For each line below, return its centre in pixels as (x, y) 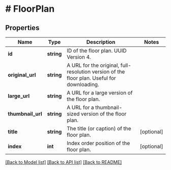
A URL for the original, (93, 65)
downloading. (83, 84)
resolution (79, 72)
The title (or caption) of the (99, 128)
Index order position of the (98, 143)
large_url (19, 96)
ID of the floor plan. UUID (97, 51)
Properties (22, 28)
